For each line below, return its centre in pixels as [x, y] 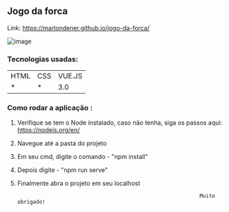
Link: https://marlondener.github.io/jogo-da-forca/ [78, 28]
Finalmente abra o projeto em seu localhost [79, 183]
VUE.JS [70, 76]
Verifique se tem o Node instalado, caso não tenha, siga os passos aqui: [120, 123]
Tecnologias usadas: [43, 59]
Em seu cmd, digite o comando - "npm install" [82, 157]
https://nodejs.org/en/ [49, 130]
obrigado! [31, 202]
